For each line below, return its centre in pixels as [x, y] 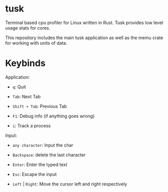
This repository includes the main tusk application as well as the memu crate [84, 38]
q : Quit [19, 87]
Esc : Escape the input [34, 174]
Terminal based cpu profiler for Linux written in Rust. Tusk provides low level [84, 23]
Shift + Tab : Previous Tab [40, 106]
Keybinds [26, 63]
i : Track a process [32, 125]
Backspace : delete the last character [49, 155]
